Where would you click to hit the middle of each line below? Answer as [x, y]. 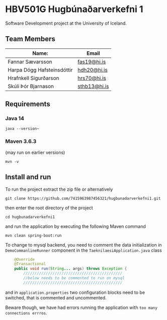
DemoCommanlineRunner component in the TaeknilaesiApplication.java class [83, 250]
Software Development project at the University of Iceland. [66, 23]
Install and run [28, 177]
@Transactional [30, 264]
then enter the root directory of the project [49, 208]
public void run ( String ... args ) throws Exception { [71, 269]
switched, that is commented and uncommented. [56, 297]
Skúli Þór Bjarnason [31, 86]
